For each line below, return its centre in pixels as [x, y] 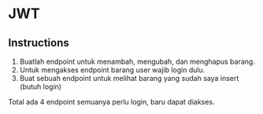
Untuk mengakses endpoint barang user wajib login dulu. [112, 70]
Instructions [39, 43]
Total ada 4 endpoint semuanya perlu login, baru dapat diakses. [111, 102]
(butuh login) [40, 86]
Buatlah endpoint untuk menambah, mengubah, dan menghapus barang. [137, 61]
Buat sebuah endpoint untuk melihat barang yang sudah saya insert [129, 78]
